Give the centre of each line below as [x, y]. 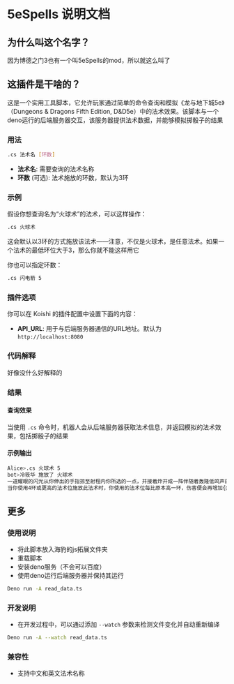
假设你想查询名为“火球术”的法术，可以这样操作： [77, 214]
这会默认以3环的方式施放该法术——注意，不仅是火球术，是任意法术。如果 [113, 241]
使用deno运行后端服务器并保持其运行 [70, 576]
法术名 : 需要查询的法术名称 [56, 169]
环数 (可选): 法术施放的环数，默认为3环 [73, 177]
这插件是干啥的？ [44, 84]
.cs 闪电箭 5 [24, 278]
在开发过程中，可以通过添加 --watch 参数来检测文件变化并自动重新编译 [118, 625]
